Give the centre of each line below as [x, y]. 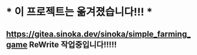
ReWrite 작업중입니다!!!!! [73, 44]
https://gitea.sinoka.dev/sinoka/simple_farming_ [98, 34]
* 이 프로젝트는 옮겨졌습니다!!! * [79, 12]
